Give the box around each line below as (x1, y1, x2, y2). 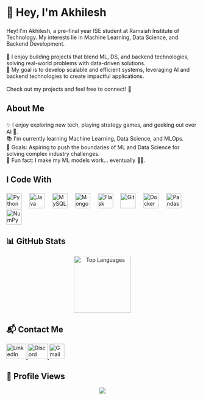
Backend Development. (6, 40, 65, 47)
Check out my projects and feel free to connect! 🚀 (6, 85, 132, 93)
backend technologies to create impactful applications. (6, 72, 144, 80)
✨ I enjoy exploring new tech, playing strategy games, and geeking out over (6, 121, 197, 128)
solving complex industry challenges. (6, 150, 100, 158)
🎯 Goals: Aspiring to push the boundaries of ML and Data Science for (6, 144, 180, 151)
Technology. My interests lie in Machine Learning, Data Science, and (6, 33, 179, 41)
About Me (6, 103, 45, 113)
